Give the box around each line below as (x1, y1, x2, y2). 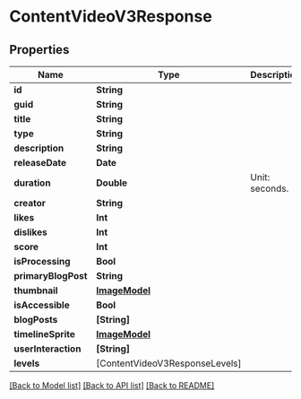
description (13, 142, 64, 154)
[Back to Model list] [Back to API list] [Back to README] (9, 380, 215, 391)
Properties (9, 42, 70, 57)
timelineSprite (13, 328, 76, 340)
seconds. (250, 182, 289, 195)
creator (13, 197, 47, 209)
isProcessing (13, 256, 71, 267)
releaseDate (13, 157, 67, 169)
